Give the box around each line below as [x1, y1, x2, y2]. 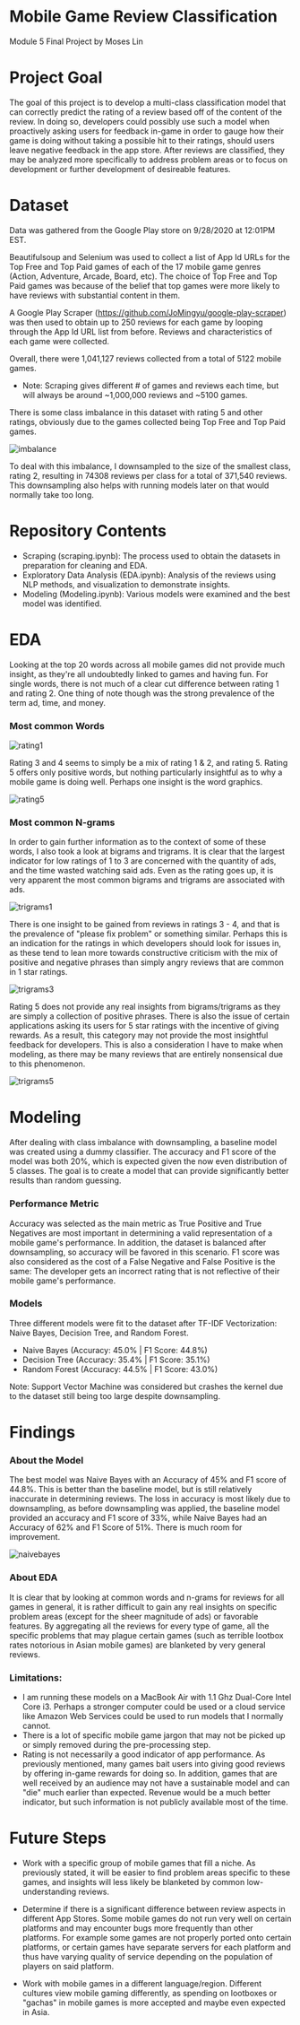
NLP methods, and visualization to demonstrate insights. [21, 578, 231, 589]
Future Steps [9, 1828, 107, 1848]
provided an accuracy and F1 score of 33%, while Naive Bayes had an [9, 1513, 267, 1524]
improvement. [9, 1532, 61, 1543]
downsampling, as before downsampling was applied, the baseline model [9, 1503, 280, 1514]
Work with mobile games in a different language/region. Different [21, 1977, 262, 1988]
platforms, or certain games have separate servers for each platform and [21, 1942, 291, 1952]
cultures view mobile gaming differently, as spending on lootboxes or [21, 1987, 278, 1998]
